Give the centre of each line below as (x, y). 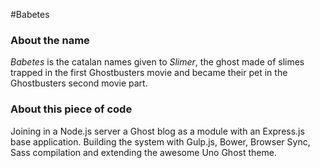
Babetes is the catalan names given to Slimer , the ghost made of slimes (157, 62)
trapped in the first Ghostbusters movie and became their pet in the (149, 73)
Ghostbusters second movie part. (79, 83)
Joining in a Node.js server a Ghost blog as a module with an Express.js (157, 131)
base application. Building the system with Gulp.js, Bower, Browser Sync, (160, 141)
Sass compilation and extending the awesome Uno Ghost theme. (143, 152)
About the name (50, 40)
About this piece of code (71, 109)
